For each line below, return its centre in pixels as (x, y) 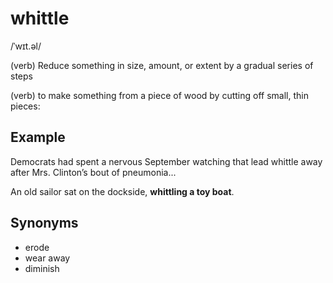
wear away (47, 258)
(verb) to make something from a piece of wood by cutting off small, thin (159, 95)
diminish (42, 268)
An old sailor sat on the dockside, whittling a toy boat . (122, 191)
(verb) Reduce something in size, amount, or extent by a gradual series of (162, 65)
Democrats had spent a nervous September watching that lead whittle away (166, 161)
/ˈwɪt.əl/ (26, 46)
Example (38, 137)
